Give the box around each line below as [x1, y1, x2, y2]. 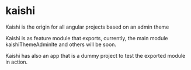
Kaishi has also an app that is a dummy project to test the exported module [5, 52, 186, 59]
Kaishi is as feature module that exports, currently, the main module [5, 34, 168, 41]
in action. [5, 58, 28, 65]
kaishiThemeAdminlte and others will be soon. [5, 41, 117, 48]
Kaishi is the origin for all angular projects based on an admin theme [5, 23, 169, 30]
